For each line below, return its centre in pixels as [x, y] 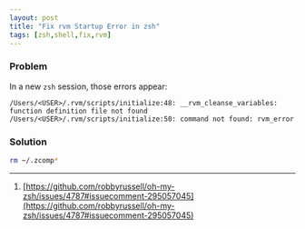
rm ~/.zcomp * [34, 160]
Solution [29, 142]
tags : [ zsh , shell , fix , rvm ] [60, 35]
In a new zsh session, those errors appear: [89, 86]
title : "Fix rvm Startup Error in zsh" [85, 26]
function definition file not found [79, 111]
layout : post [34, 18]
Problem [29, 66]
